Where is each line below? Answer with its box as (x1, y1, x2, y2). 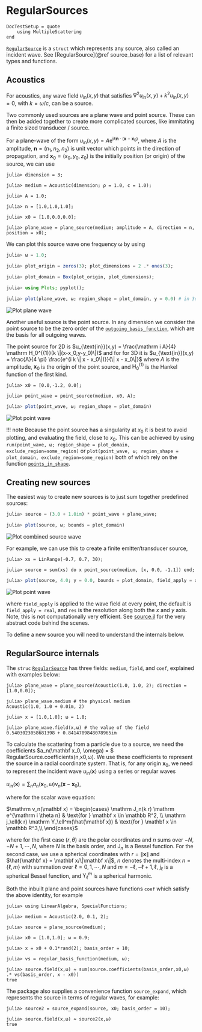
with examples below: (6, 671, 60, 678)
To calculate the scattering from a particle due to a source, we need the (6, 740, 184, 748)
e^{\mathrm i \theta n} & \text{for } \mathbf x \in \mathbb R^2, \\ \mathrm (6, 812, 186, 819)
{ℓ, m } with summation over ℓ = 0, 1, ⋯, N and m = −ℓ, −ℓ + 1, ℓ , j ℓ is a (6, 863, 173, 872)
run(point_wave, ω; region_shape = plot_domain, (6, 442, 130, 448)
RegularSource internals (6, 648, 99, 658)
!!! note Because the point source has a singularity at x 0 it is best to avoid (6, 426, 188, 434)
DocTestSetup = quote (6, 23, 61, 30)
